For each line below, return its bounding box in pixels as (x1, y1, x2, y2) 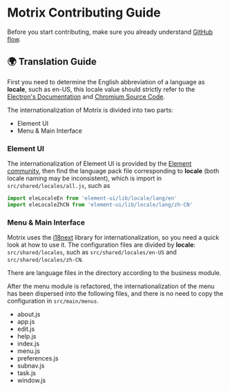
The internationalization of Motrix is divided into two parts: (7, 106, 174, 114)
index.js (17, 340, 40, 348)
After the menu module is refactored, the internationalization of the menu (7, 282, 215, 291)
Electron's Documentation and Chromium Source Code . (7, 92, 166, 101)
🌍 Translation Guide (7, 56, 97, 68)
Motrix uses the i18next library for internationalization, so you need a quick (7, 233, 220, 242)
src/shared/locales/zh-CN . (7, 256, 84, 264)
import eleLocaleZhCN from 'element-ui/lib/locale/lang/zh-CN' (7, 201, 193, 208)
